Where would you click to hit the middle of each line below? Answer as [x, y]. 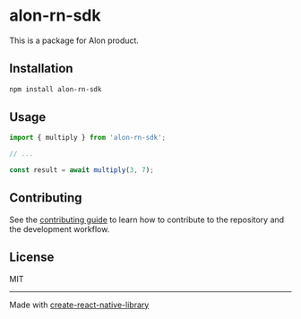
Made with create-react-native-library [79, 305]
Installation [41, 69]
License [32, 258]
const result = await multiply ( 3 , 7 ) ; [82, 170]
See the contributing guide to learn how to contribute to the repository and [147, 220]
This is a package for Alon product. [74, 40]
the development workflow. [60, 228]
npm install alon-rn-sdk [56, 89]
